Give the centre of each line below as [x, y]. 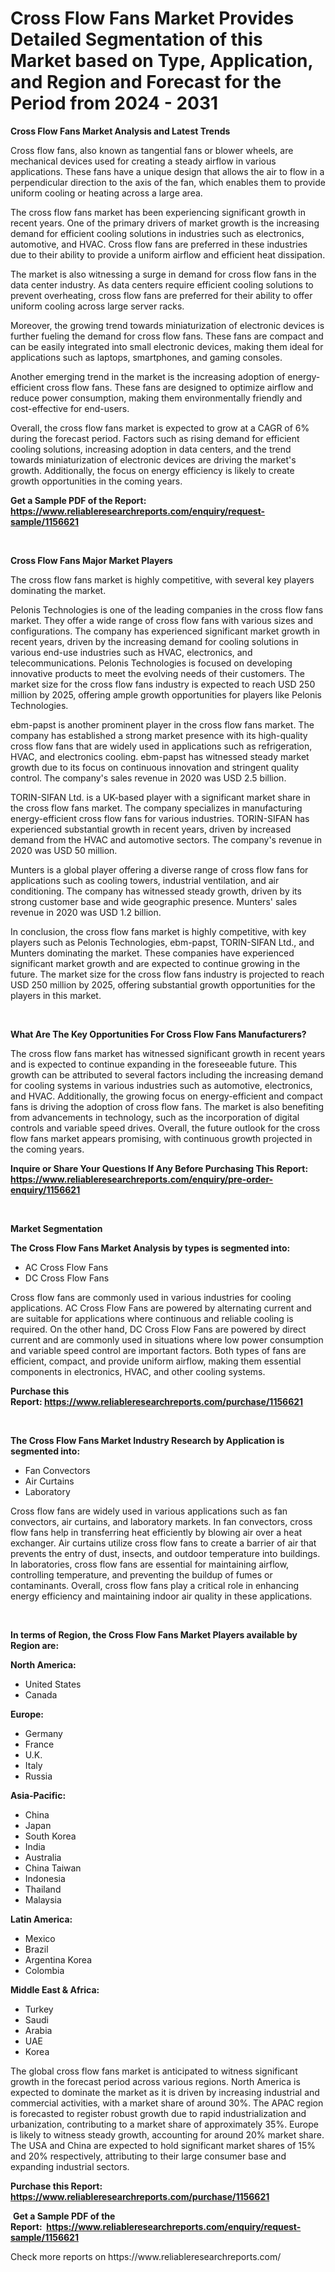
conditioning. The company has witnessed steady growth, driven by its [156, 891]
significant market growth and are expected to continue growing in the [155, 963]
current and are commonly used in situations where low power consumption [167, 1339]
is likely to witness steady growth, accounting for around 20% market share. [167, 2134]
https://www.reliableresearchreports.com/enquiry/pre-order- [142, 1179]
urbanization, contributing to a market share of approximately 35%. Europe [164, 2124]
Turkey [39, 2009]
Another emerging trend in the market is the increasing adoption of [148, 376]
